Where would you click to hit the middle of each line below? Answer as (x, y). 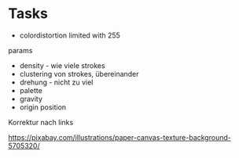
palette (31, 90)
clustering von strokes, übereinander (79, 74)
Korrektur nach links (41, 122)
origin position (43, 107)
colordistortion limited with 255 (70, 35)
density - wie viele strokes (62, 65)
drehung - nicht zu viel (56, 82)
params (20, 50)
